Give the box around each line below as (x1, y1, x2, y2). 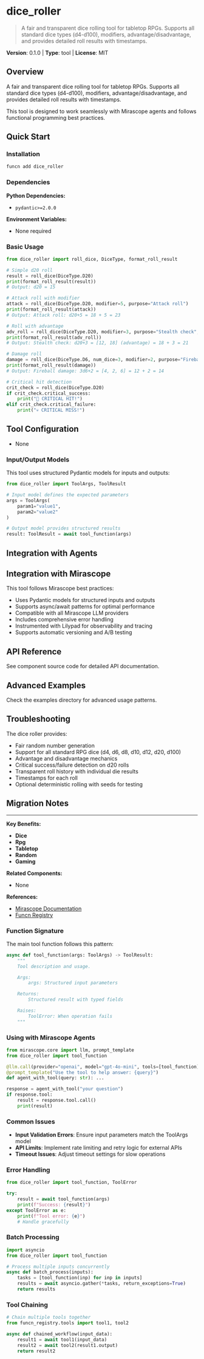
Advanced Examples (6, 680, 86, 691)
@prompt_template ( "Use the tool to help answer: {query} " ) (6, 1069, 159, 1076)
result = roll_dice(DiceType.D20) (6, 272, 94, 279)
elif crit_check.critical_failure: (6, 401, 97, 408)
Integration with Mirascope (6, 569, 111, 579)
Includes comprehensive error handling (15, 616, 114, 623)
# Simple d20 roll (6, 267, 53, 273)
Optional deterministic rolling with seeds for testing (15, 780, 143, 788)
